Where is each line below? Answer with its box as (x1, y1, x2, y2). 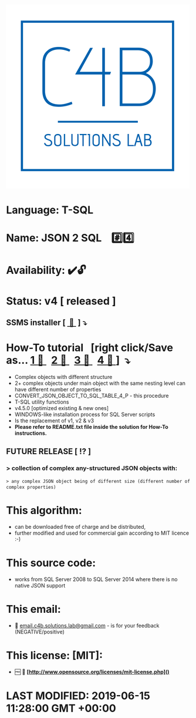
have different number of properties (14, 386, 102, 393)
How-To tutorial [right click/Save (6, 341, 173, 354)
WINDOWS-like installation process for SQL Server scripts (14, 411, 156, 418)
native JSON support (14, 582, 66, 589)
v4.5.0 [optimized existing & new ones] (14, 405, 109, 412)
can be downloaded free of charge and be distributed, (14, 523, 146, 530)
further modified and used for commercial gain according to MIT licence (14, 529, 190, 536)
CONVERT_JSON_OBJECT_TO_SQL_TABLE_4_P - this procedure (14, 392, 169, 400)
